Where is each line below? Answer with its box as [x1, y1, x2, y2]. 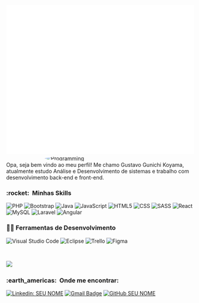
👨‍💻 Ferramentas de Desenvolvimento [6, 224, 116, 232]
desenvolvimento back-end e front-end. [6, 174, 104, 181]
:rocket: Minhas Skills [6, 189, 71, 197]
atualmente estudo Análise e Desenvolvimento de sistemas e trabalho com [6, 168, 189, 175]
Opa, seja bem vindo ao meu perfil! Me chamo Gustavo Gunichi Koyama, [6, 161, 184, 168]
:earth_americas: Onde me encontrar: [6, 276, 119, 284]
